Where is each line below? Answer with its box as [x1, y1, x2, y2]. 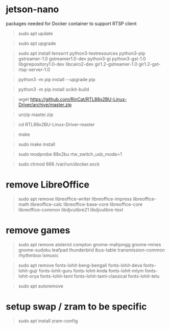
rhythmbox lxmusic [18, 252, 59, 258]
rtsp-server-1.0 [18, 66, 51, 73]
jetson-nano [6, 4, 59, 15]
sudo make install [18, 141, 56, 147]
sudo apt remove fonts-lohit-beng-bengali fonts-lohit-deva [18, 262, 142, 268]
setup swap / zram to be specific [6, 301, 147, 312]
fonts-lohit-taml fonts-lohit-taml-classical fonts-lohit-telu [40, 273, 160, 279]
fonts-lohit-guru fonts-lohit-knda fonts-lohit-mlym [38, 267, 144, 274]
